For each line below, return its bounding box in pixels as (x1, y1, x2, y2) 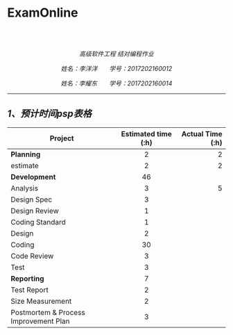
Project (49, 133, 74, 143)
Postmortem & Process (10, 307, 85, 317)
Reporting (10, 273, 44, 283)
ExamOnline (7, 5, 78, 21)
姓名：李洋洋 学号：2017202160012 (60, 64, 173, 72)
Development (10, 172, 56, 181)
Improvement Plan (10, 316, 71, 326)
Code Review (10, 251, 54, 261)
